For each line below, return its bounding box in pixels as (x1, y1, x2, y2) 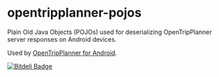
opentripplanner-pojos (7, 5, 142, 21)
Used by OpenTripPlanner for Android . (7, 49, 117, 57)
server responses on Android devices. (7, 35, 117, 43)
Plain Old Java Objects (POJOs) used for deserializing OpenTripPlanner (7, 28, 213, 36)
